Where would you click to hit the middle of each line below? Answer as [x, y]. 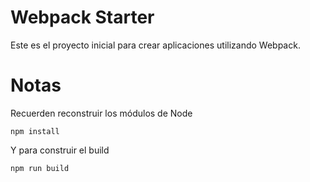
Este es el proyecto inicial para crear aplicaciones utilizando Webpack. [155, 45]
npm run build [40, 168]
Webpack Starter [82, 17]
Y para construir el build [60, 150]
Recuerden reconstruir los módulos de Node [101, 113]
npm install [35, 131]
